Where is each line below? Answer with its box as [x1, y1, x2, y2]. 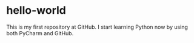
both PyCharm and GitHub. [6, 29, 74, 36]
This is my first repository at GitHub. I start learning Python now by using [6, 23, 188, 30]
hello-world [6, 4, 67, 17]
